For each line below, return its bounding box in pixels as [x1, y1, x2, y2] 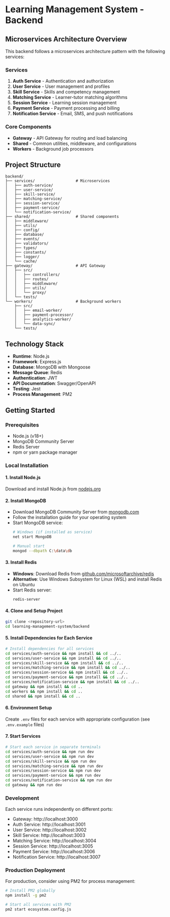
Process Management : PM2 [12, 391, 73, 398]
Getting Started [5, 406, 55, 414]
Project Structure [5, 160, 61, 169]
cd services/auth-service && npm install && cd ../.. [5, 651, 122, 656]
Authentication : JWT [12, 375, 58, 381]
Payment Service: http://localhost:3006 [12, 849, 95, 855]
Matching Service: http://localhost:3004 [12, 838, 96, 844]
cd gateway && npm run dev [5, 782, 62, 787]
